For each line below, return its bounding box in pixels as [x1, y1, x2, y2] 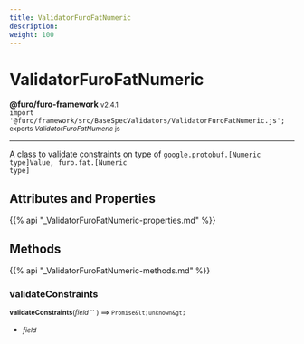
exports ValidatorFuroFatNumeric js [9, 124, 120, 134]
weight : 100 [9, 30, 54, 39]
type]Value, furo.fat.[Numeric [9, 158, 128, 167]
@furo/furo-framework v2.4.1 [9, 99, 119, 110]
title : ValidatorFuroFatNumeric [9, 13, 131, 23]
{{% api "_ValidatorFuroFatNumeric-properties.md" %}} [9, 215, 216, 226]
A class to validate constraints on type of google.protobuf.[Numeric [9, 148, 261, 159]
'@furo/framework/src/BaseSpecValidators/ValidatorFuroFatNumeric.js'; [9, 117, 285, 126]
